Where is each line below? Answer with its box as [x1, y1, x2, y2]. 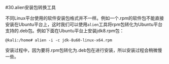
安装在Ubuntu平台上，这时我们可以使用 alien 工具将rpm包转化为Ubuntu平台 [5, 22, 162, 27]
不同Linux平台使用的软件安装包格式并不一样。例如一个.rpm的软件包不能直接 [5, 15, 164, 21]
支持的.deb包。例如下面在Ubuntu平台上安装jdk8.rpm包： [5, 28, 124, 34]
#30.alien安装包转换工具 [5, 5, 56, 10]
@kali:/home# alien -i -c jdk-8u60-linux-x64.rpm [5, 38, 113, 43]
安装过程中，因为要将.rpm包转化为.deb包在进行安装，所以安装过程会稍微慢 [5, 47, 162, 53]
